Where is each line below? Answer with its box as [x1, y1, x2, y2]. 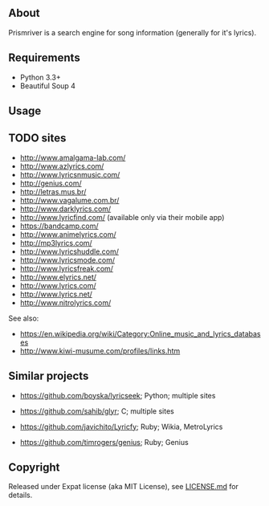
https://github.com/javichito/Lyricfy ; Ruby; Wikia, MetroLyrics [19, 422, 223, 431]
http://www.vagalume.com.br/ [19, 195, 120, 205]
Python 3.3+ [19, 72, 62, 82]
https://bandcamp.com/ [19, 221, 99, 231]
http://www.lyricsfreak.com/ [19, 263, 114, 273]
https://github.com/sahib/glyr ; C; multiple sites [19, 406, 174, 416]
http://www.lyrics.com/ [19, 280, 96, 290]
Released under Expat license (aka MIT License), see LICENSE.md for [8, 482, 239, 492]
